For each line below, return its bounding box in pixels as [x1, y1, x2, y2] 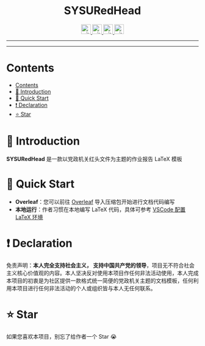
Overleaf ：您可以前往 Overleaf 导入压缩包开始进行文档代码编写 [15, 198, 175, 205]
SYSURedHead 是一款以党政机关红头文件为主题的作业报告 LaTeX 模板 [6, 155, 182, 162]
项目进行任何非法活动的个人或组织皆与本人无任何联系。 [16, 284, 156, 291]
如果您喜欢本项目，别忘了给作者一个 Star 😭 [6, 333, 117, 340]
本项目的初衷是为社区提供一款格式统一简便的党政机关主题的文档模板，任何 [6, 277, 193, 284]
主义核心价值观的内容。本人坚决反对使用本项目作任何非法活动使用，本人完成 [6, 269, 199, 276]
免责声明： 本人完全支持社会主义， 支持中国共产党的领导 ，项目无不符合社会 [6, 261, 195, 269]
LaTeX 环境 [15, 213, 43, 220]
